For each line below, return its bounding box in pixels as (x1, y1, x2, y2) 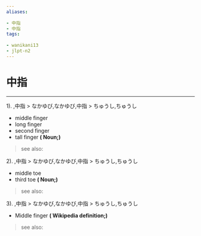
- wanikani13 (6, 43, 39, 49)
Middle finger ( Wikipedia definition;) (14, 211, 108, 219)
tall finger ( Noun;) (14, 133, 61, 141)
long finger (14, 121, 42, 128)
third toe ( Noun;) (14, 175, 58, 183)
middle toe (14, 169, 42, 177)
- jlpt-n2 (6, 48, 31, 54)
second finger (14, 127, 50, 134)
